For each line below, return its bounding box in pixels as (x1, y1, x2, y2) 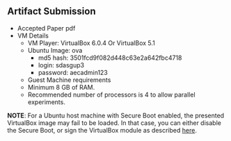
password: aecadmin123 (38, 68, 108, 76)
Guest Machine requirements (27, 76, 111, 84)
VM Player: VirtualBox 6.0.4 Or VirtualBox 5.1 (27, 38, 155, 47)
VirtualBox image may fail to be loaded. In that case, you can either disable (7, 118, 221, 127)
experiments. (27, 97, 66, 106)
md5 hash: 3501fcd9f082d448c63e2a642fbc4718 (38, 53, 182, 62)
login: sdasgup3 (38, 60, 85, 69)
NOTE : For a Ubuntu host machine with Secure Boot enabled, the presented (7, 111, 225, 119)
